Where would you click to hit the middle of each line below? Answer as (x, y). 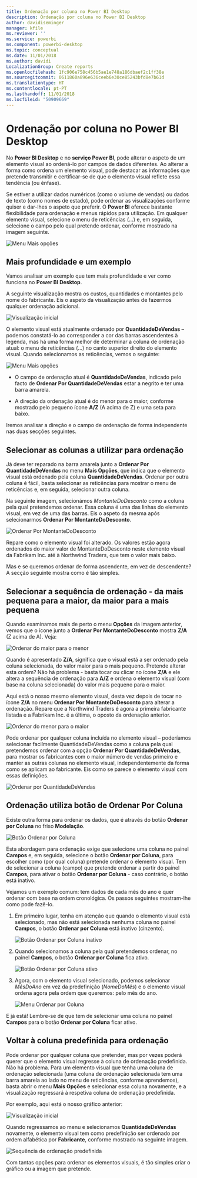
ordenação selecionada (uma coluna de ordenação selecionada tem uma (94, 1073)
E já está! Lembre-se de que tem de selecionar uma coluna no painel (89, 1016)
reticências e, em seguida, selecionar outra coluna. (68, 489)
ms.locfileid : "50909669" (38, 99)
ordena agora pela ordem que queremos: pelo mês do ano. (86, 992)
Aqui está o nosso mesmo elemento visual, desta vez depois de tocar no (94, 696)
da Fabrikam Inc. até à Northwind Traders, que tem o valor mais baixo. (91, 555)
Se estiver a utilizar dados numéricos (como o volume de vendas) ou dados (98, 194)
